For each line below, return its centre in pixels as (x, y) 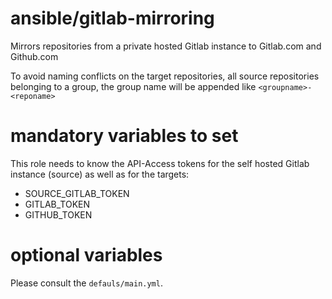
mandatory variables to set (124, 136)
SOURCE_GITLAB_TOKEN (77, 193)
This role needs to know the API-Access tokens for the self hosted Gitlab (160, 163)
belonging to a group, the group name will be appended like (133, 86)
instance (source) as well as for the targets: (100, 174)
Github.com (34, 56)
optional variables (86, 255)
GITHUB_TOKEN (58, 214)
